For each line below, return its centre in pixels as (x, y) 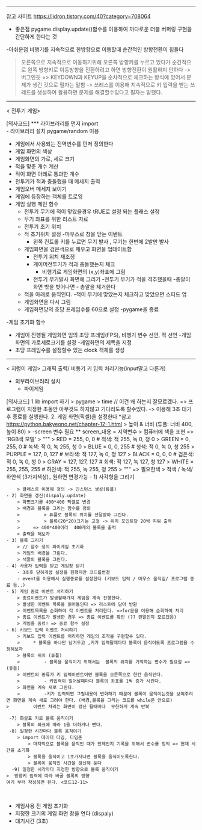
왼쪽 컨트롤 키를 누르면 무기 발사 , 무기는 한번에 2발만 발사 (101, 242)
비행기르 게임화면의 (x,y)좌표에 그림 (84, 272)
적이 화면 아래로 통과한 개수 (47, 174)
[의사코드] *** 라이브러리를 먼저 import (52, 123)
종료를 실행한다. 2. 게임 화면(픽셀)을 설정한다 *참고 (72, 417)
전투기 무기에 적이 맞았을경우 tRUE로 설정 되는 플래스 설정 (92, 212)
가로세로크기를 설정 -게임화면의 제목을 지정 (81, 342)
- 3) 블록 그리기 (25, 540)
